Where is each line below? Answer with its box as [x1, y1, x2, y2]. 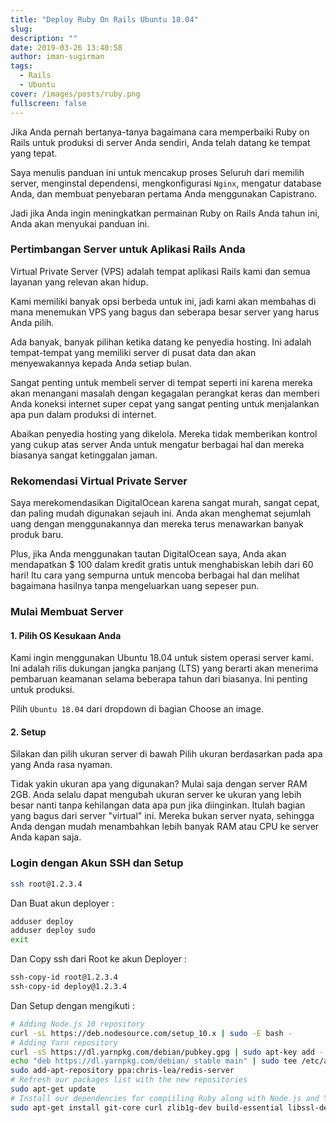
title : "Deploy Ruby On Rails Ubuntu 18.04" [10, 14, 199, 25]
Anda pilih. [10, 316, 55, 328]
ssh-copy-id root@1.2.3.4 [10, 972, 118, 983]
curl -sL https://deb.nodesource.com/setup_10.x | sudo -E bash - [10, 1028, 293, 1038]
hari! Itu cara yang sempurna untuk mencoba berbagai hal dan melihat [10, 569, 300, 581]
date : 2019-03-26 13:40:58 [10, 42, 123, 53]
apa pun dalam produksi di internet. [10, 408, 157, 420]
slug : [10, 24, 33, 34]
